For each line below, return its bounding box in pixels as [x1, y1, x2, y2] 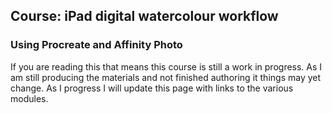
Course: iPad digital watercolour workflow [10, 8, 279, 25]
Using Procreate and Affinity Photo [10, 38, 183, 52]
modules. [10, 92, 49, 104]
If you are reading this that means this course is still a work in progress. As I [10, 60, 323, 73]
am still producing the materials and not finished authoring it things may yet [10, 71, 322, 83]
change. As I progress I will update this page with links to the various [10, 82, 294, 94]
